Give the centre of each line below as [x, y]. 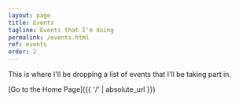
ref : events [28, 45]
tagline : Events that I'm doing [61, 30]
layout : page [29, 15]
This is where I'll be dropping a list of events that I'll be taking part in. [120, 74]
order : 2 [22, 52]
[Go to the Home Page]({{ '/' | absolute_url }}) [82, 89]
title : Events [31, 23]
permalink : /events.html [49, 37]
